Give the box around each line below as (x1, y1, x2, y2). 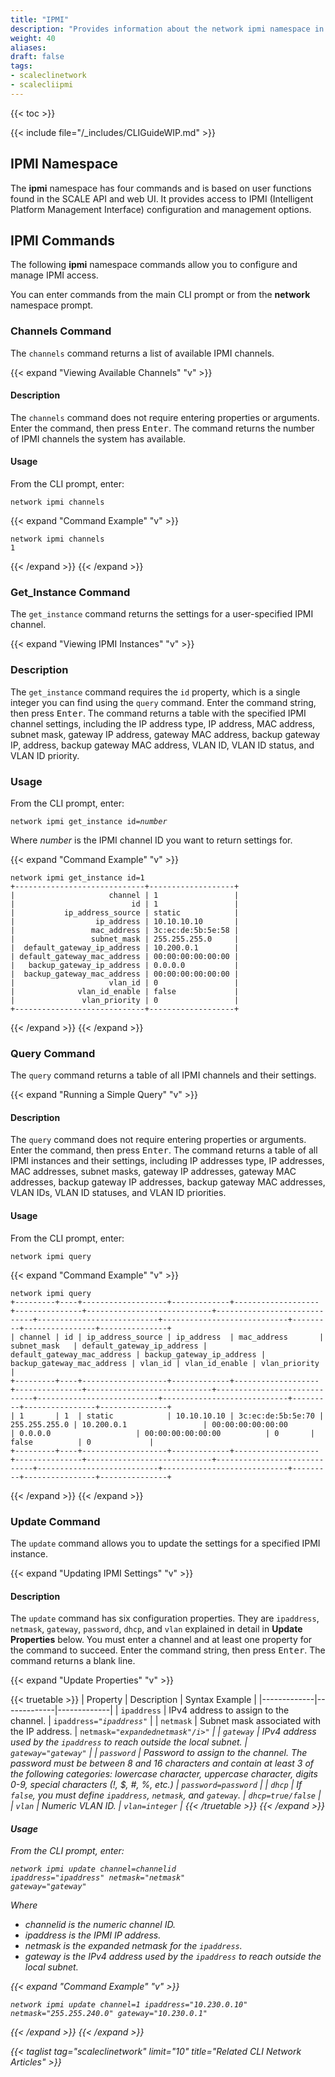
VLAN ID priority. (10, 749, 80, 761)
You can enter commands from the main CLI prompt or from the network (10, 289, 311, 301)
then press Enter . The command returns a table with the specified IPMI (10, 707, 307, 719)
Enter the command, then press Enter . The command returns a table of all (10, 1144, 318, 1156)
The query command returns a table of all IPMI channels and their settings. (10, 1069, 317, 1081)
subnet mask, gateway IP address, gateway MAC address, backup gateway (10, 728, 321, 740)
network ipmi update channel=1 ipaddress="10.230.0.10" (10, 2000, 248, 2010)
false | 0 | (10, 1437, 155, 1447)
